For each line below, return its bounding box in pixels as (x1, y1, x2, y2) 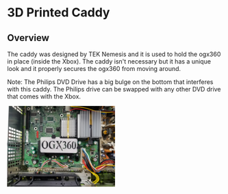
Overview (7, 32, 50, 44)
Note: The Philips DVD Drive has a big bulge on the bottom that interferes (7, 78, 214, 86)
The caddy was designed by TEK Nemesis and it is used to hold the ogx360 (7, 50, 221, 58)
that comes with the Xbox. (7, 92, 81, 100)
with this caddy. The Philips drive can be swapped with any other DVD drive (7, 85, 221, 93)
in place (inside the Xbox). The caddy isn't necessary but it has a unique (7, 57, 211, 66)
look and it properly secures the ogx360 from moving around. (7, 65, 181, 72)
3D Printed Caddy (7, 5, 110, 20)
